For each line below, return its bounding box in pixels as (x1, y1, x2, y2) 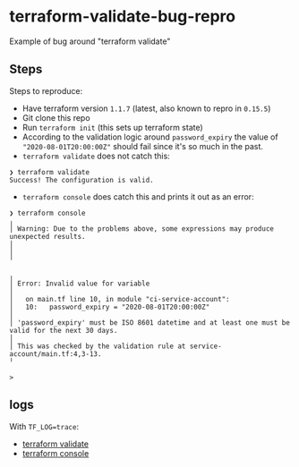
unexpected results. (9, 232, 87, 241)
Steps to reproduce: (9, 85, 83, 96)
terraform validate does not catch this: (21, 150, 170, 161)
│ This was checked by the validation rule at (9, 342, 186, 351)
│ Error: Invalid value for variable (9, 279, 150, 288)
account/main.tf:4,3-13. (9, 349, 102, 359)
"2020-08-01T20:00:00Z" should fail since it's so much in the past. (21, 140, 264, 151)
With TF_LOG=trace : (9, 420, 79, 431)
